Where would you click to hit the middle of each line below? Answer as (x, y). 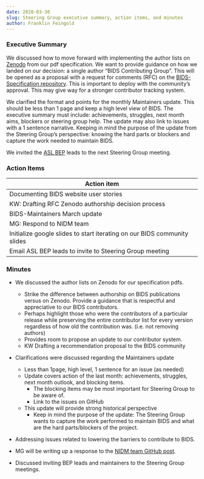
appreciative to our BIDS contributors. (71, 307)
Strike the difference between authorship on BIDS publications (102, 294)
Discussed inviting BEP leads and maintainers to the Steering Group (100, 463)
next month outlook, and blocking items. (74, 382)
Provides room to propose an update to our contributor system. (103, 339)
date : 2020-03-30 (28, 12)
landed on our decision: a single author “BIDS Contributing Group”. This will (100, 71)
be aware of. (49, 395)
